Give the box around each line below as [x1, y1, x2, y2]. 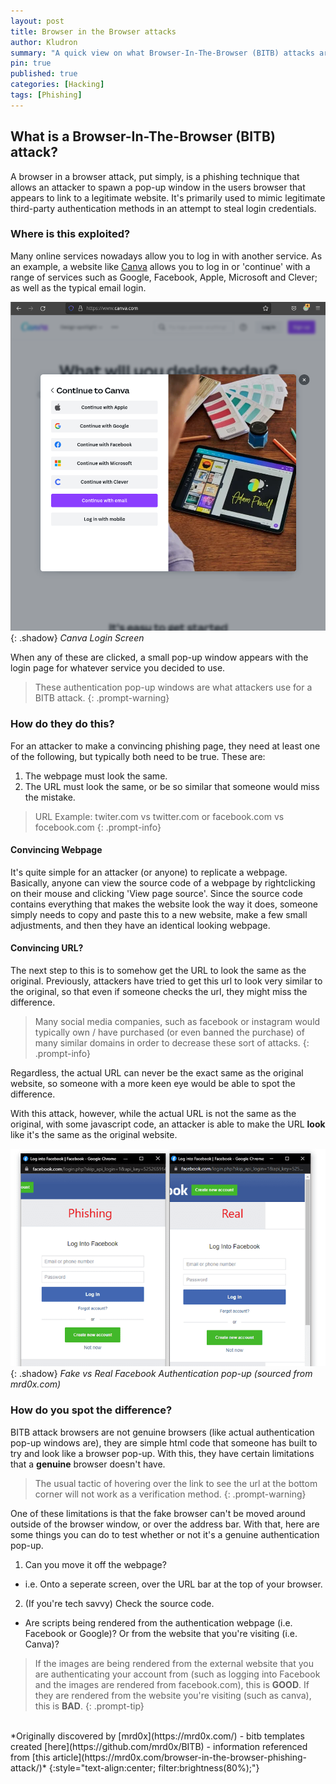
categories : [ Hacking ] [10, 80, 105, 90]
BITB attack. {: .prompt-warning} [34, 692, 170, 704]
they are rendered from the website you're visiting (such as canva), [34, 1689, 312, 1701]
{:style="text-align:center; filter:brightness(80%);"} [48, 1761, 260, 1774]
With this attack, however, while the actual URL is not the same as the [10, 1107, 297, 1119]
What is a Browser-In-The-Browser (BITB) [10, 128, 276, 145]
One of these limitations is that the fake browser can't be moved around [10, 1507, 306, 1519]
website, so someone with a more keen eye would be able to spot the [10, 1077, 296, 1089]
